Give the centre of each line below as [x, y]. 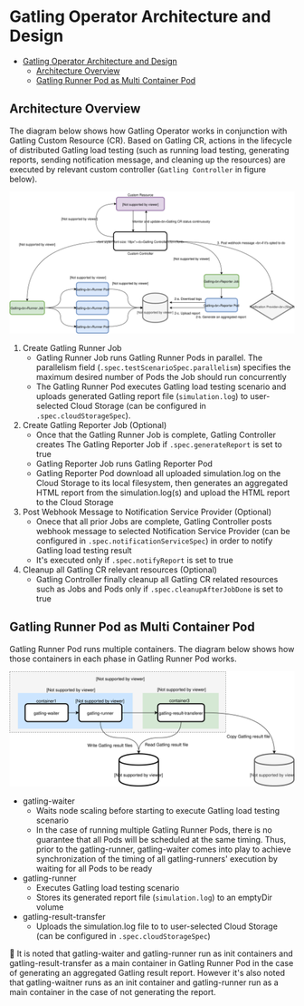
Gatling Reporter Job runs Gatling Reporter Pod [124, 464]
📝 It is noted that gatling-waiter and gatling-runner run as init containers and [151, 953]
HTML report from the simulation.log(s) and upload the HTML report [163, 493]
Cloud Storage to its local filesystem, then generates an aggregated [162, 483]
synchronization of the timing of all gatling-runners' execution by [157, 859]
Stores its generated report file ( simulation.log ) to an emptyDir [154, 898]
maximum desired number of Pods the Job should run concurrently [161, 376]
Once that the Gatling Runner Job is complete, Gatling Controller [156, 435]
